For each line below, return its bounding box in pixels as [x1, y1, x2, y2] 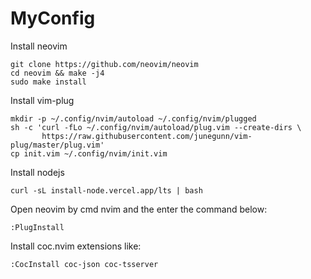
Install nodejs [10, 166, 65, 178]
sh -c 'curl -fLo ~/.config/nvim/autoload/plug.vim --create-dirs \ [10, 122, 302, 132]
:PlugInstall [10, 222, 65, 232]
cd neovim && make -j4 [10, 68, 105, 78]
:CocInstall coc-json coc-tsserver [10, 259, 159, 269]
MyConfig [10, 7, 96, 30]
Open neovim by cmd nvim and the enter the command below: [10, 203, 268, 215]
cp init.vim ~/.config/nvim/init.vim [10, 148, 168, 159]
